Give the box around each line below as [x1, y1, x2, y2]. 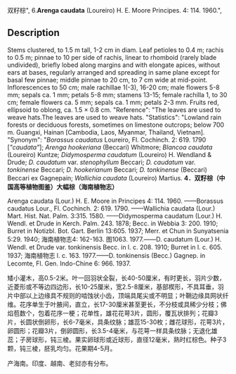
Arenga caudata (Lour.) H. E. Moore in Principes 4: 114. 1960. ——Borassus [7, 197, 223, 205]
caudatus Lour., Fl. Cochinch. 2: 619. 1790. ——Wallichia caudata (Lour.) [7, 204, 216, 213]
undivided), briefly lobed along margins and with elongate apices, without [7, 61, 221, 69]
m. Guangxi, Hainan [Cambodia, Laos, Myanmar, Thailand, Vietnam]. [7, 127, 205, 136]
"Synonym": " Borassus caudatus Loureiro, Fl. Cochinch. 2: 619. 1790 [7, 135, 206, 144]
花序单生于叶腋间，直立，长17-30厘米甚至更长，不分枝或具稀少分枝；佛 [19, 300, 227, 308]
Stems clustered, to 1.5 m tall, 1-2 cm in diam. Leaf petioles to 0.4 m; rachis [7, 45, 224, 54]
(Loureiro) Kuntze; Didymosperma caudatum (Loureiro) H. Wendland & [7, 150, 212, 158]
